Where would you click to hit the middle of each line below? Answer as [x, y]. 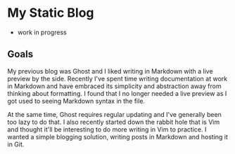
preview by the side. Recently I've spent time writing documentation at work [117, 78]
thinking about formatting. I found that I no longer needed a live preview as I [117, 93]
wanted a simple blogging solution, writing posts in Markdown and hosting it [118, 136]
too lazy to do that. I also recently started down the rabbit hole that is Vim [114, 122]
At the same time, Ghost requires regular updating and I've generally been [114, 114]
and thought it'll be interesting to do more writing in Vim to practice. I [107, 129]
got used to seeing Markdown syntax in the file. [76, 101]
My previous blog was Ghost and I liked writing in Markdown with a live [110, 71]
